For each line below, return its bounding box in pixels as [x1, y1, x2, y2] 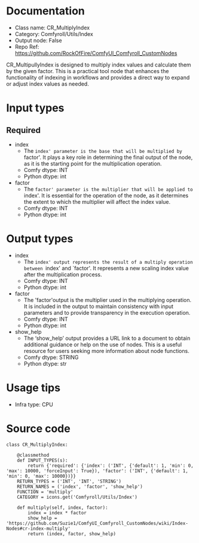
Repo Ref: [14, 43, 39, 50]
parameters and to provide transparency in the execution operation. [23, 309, 191, 316]
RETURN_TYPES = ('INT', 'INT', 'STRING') [17, 478, 121, 484]
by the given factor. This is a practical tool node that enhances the [6, 67, 169, 74]
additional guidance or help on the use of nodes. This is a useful [23, 340, 182, 348]
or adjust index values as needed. [6, 80, 90, 88]
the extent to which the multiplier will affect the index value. [23, 198, 171, 205]
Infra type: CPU [14, 400, 54, 408]
